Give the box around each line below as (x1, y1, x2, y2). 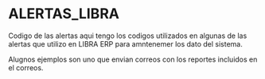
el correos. (8, 62, 44, 72)
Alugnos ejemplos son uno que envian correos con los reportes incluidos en (8, 55, 258, 64)
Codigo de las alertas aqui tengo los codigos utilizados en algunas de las (8, 31, 247, 40)
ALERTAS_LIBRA (8, 5, 119, 23)
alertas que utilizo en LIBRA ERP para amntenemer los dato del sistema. (8, 39, 243, 48)
